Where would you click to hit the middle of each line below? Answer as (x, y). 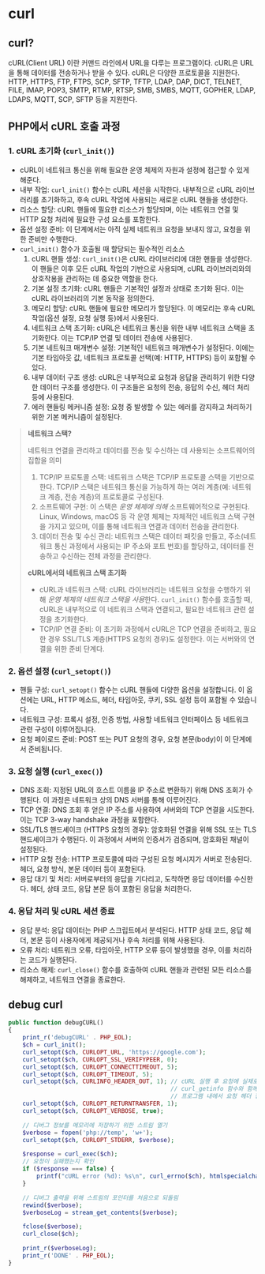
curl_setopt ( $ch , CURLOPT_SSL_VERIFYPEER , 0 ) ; (100, 1059)
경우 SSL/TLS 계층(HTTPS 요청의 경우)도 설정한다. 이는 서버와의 (147, 639)
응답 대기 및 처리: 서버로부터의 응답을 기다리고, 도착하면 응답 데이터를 (126, 879)
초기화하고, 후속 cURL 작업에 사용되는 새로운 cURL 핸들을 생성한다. (144, 199)
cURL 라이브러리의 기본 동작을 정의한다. (93, 298)
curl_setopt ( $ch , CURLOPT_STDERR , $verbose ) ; (99, 1140)
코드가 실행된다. (52, 960)
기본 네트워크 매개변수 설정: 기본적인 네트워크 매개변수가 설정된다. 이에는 (143, 348)
